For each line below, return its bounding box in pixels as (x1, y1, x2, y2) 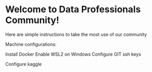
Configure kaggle (5, 61, 42, 67)
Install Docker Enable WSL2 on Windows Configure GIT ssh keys (5, 51, 141, 57)
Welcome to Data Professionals (5, 4, 141, 15)
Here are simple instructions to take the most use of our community (5, 31, 147, 37)
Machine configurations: (5, 41, 57, 47)
